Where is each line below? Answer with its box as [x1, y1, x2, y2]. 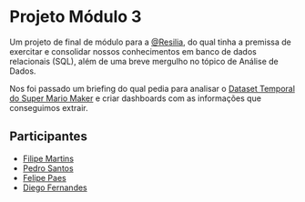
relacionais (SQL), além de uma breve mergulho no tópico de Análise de [9, 56, 280, 66]
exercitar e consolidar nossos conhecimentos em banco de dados [9, 45, 257, 56]
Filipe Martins [22, 153, 75, 164]
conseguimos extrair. [9, 102, 88, 113]
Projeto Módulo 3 [9, 6, 142, 27]
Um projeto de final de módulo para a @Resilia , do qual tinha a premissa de [9, 36, 291, 47]
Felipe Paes [22, 172, 66, 183]
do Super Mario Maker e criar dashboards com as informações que [9, 93, 262, 104]
